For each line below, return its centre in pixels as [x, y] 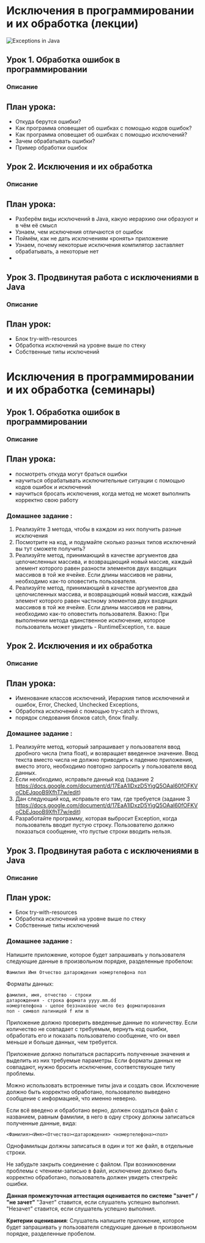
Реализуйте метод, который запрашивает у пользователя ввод [98, 747]
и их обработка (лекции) [73, 24]
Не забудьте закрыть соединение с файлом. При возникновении [91, 1164]
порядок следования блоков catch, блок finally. [77, 718]
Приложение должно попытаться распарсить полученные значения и [98, 1054]
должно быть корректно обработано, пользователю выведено [88, 1092]
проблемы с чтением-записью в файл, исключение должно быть [92, 1171]
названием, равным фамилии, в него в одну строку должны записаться [100, 1117]
